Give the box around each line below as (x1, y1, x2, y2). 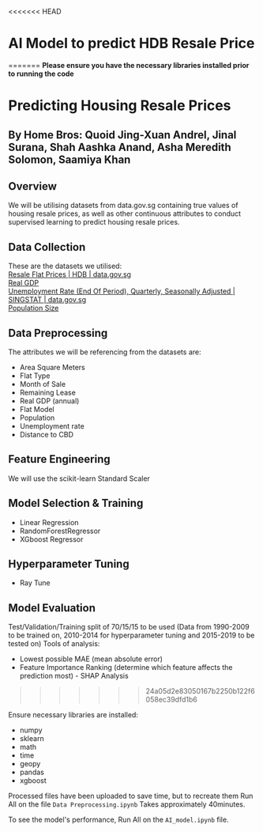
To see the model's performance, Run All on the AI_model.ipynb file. (8, 815, 229, 825)
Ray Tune (19, 578, 51, 588)
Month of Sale (19, 379, 66, 388)
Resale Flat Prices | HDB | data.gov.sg (8, 270, 132, 279)
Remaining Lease (19, 388, 77, 397)
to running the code (8, 69, 74, 78)
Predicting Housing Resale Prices (8, 96, 231, 115)
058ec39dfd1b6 (145, 695, 197, 705)
